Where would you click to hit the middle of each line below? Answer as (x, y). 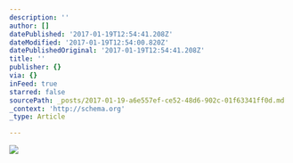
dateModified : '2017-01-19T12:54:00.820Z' (89, 42)
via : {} (24, 76)
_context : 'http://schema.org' (67, 109)
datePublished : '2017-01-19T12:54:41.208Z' (91, 34)
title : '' (28, 59)
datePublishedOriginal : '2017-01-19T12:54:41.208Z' (107, 51)
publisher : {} (36, 68)
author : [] (29, 26)
